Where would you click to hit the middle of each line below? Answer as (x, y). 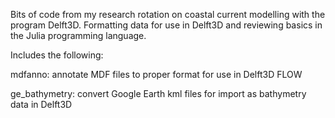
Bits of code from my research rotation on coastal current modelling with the (168, 14)
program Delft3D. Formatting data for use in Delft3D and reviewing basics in (166, 25)
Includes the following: (57, 55)
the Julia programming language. (78, 35)
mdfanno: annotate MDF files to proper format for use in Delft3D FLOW (156, 74)
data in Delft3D (41, 104)
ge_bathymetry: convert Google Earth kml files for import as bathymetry (158, 93)
